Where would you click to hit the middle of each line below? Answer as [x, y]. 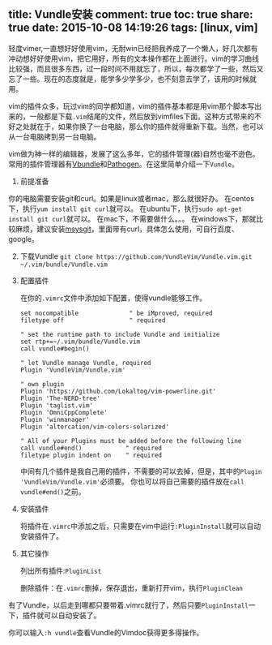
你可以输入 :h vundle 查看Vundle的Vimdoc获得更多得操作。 [106, 632]
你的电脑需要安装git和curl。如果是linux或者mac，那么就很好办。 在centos [132, 198]
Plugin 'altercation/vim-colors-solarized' [95, 427]
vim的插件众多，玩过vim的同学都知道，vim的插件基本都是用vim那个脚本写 [132, 106]
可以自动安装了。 [72, 615]
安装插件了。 [41, 536]
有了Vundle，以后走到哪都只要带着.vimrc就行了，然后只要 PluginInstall [129, 605]
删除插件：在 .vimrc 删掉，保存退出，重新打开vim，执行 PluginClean [132, 587]
